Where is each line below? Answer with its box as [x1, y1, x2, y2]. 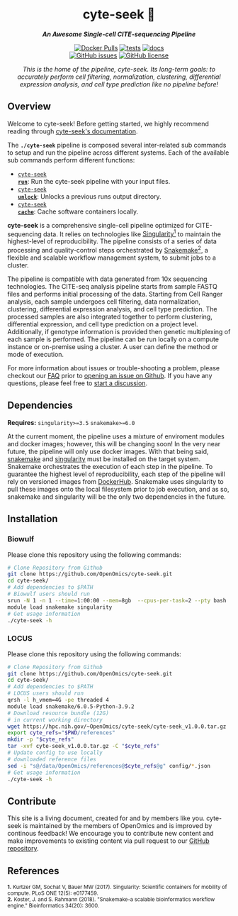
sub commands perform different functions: [7, 155, 135, 164]
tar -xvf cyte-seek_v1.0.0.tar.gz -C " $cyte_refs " [7, 743, 160, 750]
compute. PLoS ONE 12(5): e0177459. [7, 890, 99, 897]
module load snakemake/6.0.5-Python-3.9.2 [7, 702, 135, 710]
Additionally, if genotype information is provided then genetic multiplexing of [7, 328, 231, 336]
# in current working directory [7, 716, 103, 723]
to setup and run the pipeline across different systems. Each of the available [7, 148, 229, 157]
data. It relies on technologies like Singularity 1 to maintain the [43, 228, 222, 238]
